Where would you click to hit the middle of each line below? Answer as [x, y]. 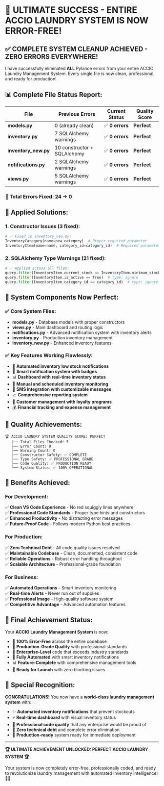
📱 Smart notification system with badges [54, 371]
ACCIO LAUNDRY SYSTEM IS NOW [77, 20]
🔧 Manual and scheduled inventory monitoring [60, 384]
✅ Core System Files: [31, 311]
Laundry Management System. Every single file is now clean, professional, [80, 74]
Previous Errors [77, 114]
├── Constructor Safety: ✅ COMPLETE [49, 455]
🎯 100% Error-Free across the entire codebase [60, 641]
